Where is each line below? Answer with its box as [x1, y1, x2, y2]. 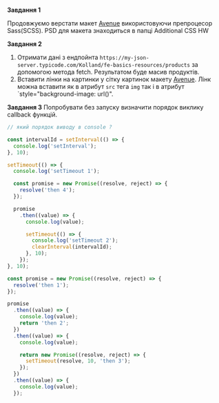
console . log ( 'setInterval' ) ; [13, 143, 97, 149]
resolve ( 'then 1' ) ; [13, 282, 70, 289]
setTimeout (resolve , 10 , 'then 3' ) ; [25, 358, 131, 364]
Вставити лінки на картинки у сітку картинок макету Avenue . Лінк [17, 75, 211, 83]
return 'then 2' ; [19, 320, 70, 327]
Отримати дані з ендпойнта [17, 53, 98, 61]
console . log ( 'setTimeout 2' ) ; [32, 237, 118, 244]
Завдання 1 [7, 6, 41, 14]
